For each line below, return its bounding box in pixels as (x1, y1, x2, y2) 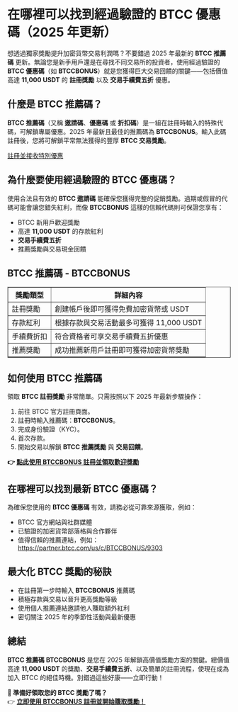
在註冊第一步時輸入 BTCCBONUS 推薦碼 (17, 586, 135, 594)
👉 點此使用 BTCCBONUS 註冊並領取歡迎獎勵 (7, 458, 140, 466)
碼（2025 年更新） (7, 24, 117, 40)
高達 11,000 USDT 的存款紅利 (17, 227, 104, 235)
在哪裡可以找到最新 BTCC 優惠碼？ (7, 482, 159, 495)
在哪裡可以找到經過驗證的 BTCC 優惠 (7, 6, 221, 23)
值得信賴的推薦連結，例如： (17, 536, 99, 544)
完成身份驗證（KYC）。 (17, 425, 84, 434)
